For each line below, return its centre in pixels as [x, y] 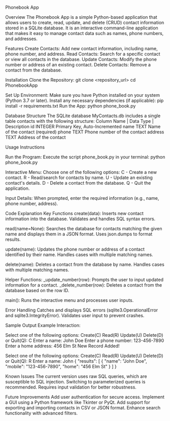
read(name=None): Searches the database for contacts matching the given [84, 229]
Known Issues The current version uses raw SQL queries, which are [76, 376]
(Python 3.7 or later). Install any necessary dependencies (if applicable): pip [84, 100]
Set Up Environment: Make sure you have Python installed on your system [82, 95]
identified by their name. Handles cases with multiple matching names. [79, 255]
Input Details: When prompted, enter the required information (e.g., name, [82, 198]
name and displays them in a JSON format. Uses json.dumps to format [79, 234]
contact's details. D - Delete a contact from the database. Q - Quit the [78, 183]
